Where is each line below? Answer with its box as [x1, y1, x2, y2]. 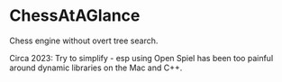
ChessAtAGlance [9, 5, 141, 26]
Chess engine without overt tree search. [9, 35, 159, 46]
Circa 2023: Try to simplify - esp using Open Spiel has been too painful [9, 52, 274, 63]
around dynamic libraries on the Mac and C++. [9, 62, 183, 73]
